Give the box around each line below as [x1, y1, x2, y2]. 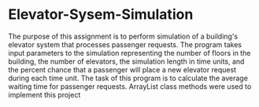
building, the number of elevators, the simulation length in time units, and [8, 57, 245, 66]
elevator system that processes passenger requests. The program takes [8, 39, 242, 49]
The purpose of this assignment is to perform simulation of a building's [8, 31, 239, 41]
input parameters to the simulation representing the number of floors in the [8, 48, 251, 57]
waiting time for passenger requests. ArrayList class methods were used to [8, 81, 252, 91]
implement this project [8, 90, 81, 99]
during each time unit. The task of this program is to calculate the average [8, 73, 248, 83]
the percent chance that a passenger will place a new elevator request [8, 65, 237, 74]
